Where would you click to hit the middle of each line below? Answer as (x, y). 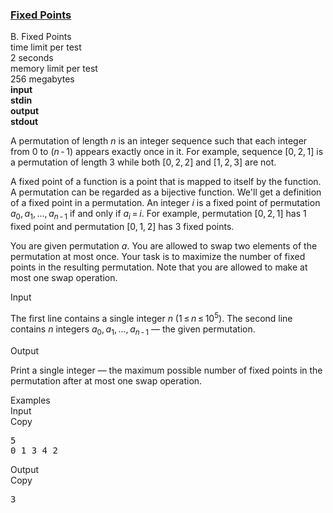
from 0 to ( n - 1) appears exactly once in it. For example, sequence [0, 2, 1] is (167, 152)
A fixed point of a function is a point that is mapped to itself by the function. (166, 182)
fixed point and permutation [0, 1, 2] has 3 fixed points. (122, 227)
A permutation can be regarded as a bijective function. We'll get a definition (166, 192)
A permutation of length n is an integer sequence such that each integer (159, 141)
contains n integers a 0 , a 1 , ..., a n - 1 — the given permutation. (133, 330)
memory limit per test (54, 69)
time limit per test (46, 47)
